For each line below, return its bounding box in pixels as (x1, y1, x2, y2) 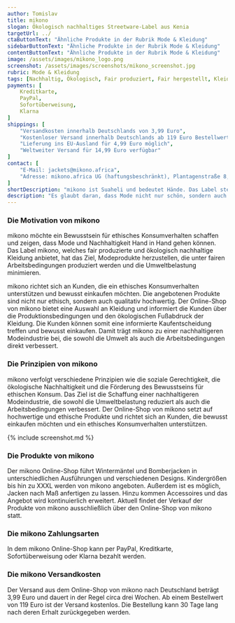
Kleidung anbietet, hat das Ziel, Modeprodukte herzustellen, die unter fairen (7, 253, 225, 262)
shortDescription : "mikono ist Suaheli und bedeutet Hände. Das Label (7, 186, 218, 193)
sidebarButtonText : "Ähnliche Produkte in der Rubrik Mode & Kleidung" (7, 43, 220, 50)
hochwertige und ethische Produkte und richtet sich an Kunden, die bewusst (7, 412, 228, 421)
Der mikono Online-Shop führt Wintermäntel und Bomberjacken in (7, 467, 197, 475)
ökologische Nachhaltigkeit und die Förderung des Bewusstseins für (7, 382, 204, 391)
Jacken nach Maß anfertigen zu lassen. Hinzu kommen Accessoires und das (7, 489, 228, 498)
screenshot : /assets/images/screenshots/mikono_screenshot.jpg (7, 62, 196, 69)
